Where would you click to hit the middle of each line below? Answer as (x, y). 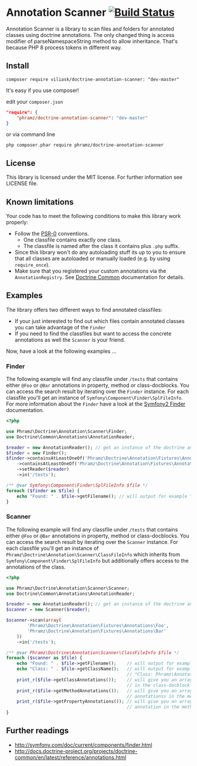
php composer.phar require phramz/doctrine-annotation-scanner (85, 145)
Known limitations (40, 202)
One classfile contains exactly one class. (72, 240)
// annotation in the (153, 707)
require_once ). (32, 265)
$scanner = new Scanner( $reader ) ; (48, 610)
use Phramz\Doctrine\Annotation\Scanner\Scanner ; (68, 588)
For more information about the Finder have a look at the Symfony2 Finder (96, 404)
